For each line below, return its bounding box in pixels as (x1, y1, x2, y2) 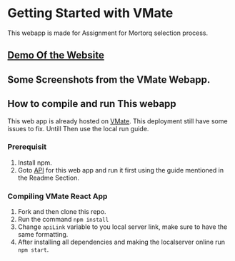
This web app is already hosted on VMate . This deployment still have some (7, 116, 228, 126)
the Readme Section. (17, 173, 80, 182)
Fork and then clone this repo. (17, 208, 106, 216)
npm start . (17, 245, 49, 254)
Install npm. (17, 158, 52, 167)
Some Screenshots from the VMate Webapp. (7, 73, 211, 86)
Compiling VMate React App (7, 191, 108, 201)
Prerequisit (7, 142, 47, 152)
